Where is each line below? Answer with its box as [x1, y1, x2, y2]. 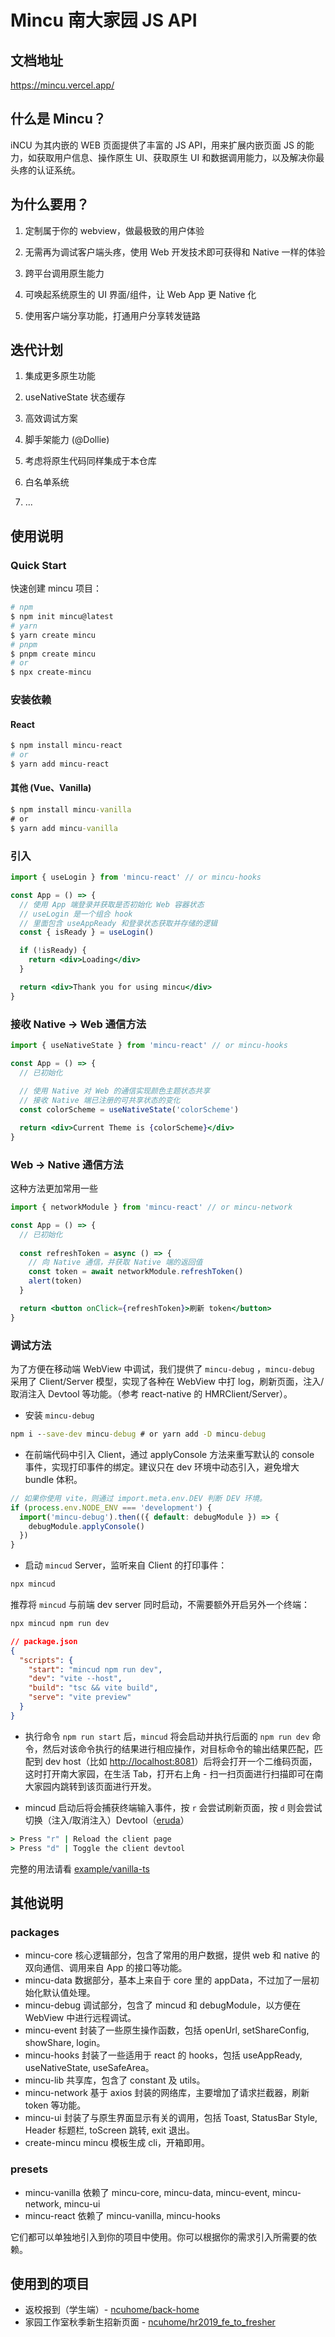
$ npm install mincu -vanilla [10, 805, 132, 815]
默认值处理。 [42, 1987, 96, 1999]
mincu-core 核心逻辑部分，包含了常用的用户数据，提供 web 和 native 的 [24, 1949, 320, 1961]
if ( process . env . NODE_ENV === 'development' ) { [10, 1502, 213, 1513]
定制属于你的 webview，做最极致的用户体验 [24, 224, 205, 236]
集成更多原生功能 [24, 370, 96, 382]
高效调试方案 [24, 412, 78, 425]
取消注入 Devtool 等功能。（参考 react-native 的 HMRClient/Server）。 [10, 1388, 293, 1400]
